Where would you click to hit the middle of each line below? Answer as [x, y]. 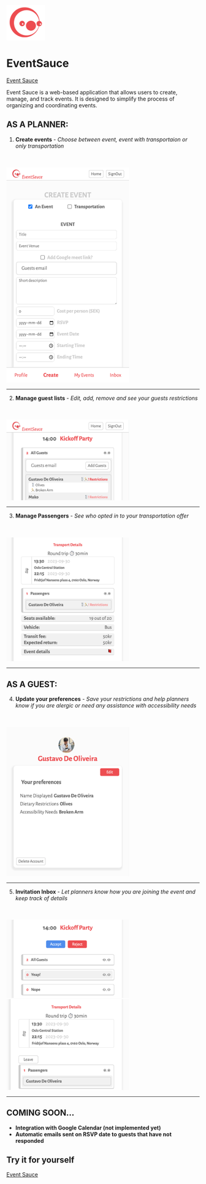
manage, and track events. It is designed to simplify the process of [90, 99]
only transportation [40, 146]
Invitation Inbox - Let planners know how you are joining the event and [105, 892]
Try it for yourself [40, 1160]
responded [29, 1140]
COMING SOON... [40, 1113]
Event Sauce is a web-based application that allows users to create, [92, 92]
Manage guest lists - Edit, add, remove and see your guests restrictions [106, 398]
